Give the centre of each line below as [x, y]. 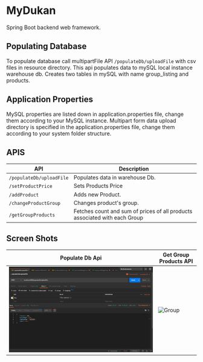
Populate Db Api [81, 258]
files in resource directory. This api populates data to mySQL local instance [100, 67]
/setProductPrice [31, 186]
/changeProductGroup [35, 203]
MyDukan [31, 11]
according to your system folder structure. [59, 133]
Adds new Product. [97, 194]
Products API [176, 261]
